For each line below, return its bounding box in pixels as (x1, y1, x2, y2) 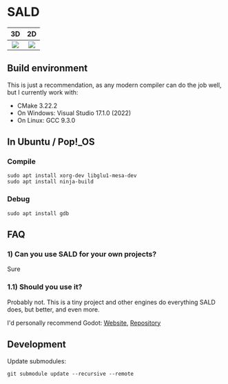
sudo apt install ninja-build (7, 179, 94, 185)
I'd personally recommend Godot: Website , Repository (7, 319, 161, 327)
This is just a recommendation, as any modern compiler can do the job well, (7, 81, 222, 89)
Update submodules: (7, 356, 67, 365)
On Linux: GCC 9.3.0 (17, 116, 76, 124)
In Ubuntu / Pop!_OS (7, 136, 95, 148)
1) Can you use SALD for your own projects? (7, 250, 157, 259)
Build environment (7, 63, 88, 74)
